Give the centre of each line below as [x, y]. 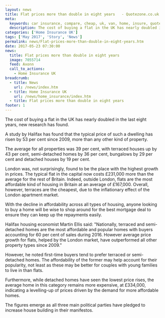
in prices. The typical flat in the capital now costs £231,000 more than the [79, 174]
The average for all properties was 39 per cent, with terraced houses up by [81, 149]
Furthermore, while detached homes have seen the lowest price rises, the [80, 280]
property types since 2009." [34, 245]
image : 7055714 [25, 60]
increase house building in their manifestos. [49, 310]
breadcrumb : [17, 78]
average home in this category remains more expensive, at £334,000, [76, 285]
